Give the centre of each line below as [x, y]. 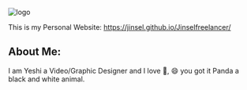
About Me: [35, 52]
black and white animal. [47, 79]
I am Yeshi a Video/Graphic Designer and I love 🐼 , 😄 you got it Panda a [123, 70]
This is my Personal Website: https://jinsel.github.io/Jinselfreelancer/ [120, 27]
